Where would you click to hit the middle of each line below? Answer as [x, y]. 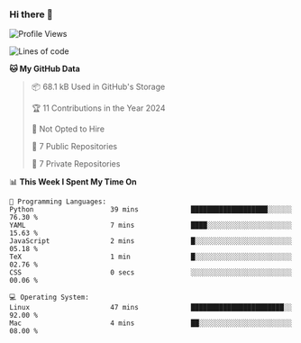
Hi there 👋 [32, 14]
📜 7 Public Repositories [74, 147]
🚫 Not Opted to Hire [68, 129]
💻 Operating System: [50, 298]
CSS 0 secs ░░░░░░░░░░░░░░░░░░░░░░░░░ [151, 273]
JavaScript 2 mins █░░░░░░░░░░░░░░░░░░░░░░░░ [151, 241]
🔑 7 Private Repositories [76, 164]
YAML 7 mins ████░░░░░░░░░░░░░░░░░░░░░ [151, 226]
